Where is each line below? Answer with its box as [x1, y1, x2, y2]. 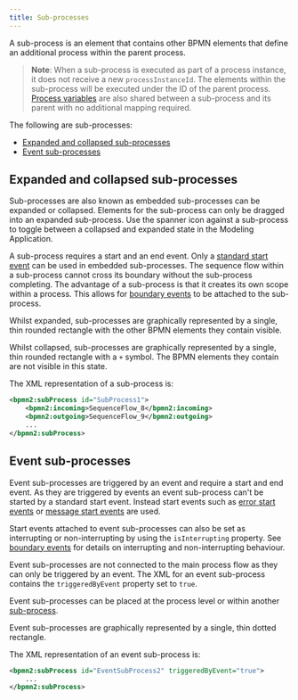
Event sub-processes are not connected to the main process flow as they [9, 559, 278, 570]
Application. [9, 234, 53, 244]
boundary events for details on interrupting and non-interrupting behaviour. [9, 541, 286, 553]
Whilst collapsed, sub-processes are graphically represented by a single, [9, 342, 278, 353]
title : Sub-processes [9, 12, 90, 22]
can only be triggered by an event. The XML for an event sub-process [9, 568, 265, 580]
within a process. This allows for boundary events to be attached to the [9, 289, 270, 300]
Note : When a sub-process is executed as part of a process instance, [30, 64, 286, 75]
